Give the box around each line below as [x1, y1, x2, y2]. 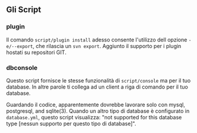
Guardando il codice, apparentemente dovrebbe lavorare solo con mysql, [6, 101, 186, 108]
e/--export [6, 43, 33, 49]
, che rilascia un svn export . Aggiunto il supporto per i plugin [32, 42, 182, 49]
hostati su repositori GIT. [6, 49, 67, 56]
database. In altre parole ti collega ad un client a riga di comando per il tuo [6, 83, 189, 90]
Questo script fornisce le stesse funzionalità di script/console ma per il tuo [6, 77, 191, 84]
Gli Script [6, 5, 42, 15]
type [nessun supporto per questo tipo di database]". [6, 120, 136, 127]
